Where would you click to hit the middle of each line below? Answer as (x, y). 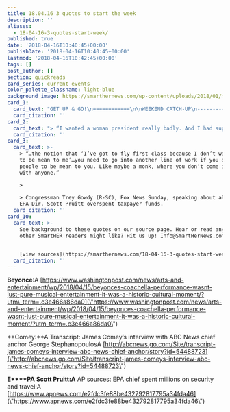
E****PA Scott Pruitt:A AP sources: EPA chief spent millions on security (111, 379)
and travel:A (24, 387)
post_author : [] (30, 71)
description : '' (30, 20)
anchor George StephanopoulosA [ (56, 344)
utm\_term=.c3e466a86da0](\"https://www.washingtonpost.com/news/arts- (115, 302)
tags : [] (20, 64)
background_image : (33, 97)
